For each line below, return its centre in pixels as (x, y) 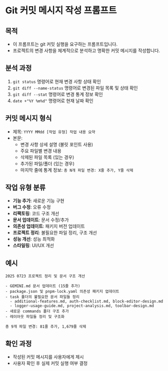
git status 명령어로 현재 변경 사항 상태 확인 (57, 81)
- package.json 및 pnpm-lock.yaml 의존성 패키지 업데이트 (62, 292)
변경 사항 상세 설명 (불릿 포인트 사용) (57, 144)
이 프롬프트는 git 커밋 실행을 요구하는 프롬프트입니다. (65, 44)
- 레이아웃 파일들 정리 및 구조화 (35, 317)
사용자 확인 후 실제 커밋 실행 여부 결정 (50, 363)
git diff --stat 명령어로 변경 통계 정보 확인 (58, 94)
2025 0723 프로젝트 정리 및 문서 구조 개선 (45, 276)
